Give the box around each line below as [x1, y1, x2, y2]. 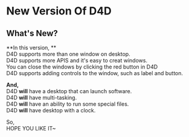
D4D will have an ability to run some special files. [6, 100, 129, 108]
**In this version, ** [6, 44, 57, 51]
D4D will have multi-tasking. [6, 94, 77, 101]
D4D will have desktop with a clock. [6, 107, 96, 114]
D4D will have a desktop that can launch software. [6, 88, 132, 94]
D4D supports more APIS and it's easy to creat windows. [6, 57, 148, 64]
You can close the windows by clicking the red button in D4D [6, 63, 158, 70]
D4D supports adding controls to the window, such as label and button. [6, 70, 183, 76]
